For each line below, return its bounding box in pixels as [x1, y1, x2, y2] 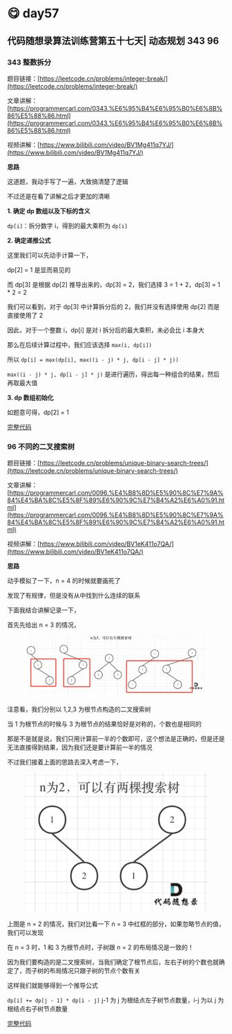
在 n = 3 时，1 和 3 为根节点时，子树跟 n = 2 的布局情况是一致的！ [7, 943, 194, 952]
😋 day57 [7, 6, 59, 21]
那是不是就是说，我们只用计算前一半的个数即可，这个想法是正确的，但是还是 [7, 735, 225, 743]
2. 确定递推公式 [7, 236, 51, 244]
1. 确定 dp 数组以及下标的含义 [7, 206, 90, 215]
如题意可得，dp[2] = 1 [7, 408, 69, 416]
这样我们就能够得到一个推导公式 [7, 981, 98, 990]
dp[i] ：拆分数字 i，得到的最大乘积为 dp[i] [7, 221, 128, 230]
